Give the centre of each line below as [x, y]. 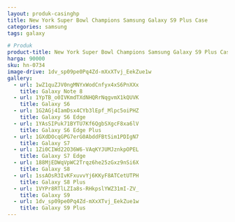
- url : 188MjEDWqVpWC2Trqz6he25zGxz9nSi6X [76, 163]
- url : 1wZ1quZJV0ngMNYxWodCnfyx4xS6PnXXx [76, 84]
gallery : [20, 78]
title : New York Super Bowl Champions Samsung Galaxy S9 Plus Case [108, 20]
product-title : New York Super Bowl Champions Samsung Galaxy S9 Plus [112, 52]
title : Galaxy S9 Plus [53, 208]
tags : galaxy [26, 33]
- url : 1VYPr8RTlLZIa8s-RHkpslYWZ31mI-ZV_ [76, 188]
